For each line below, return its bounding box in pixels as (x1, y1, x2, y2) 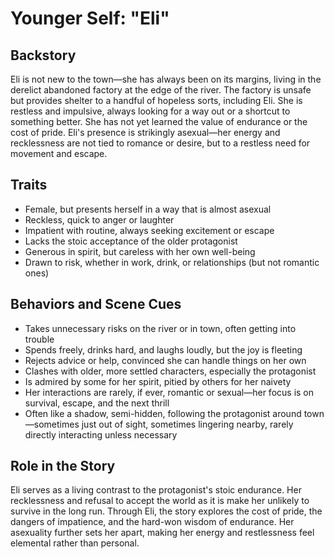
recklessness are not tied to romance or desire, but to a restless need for (10, 137, 311, 149)
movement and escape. (10, 148, 108, 159)
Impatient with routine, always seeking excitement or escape (24, 224, 275, 236)
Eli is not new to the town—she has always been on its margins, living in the (10, 73, 322, 85)
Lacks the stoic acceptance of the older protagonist (24, 235, 238, 247)
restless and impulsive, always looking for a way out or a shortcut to (10, 105, 291, 117)
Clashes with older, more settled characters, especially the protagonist (24, 365, 317, 377)
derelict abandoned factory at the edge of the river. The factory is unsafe (10, 84, 312, 96)
